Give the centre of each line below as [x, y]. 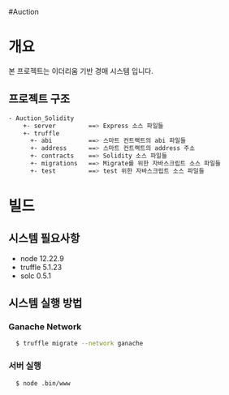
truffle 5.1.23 [41, 267]
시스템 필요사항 [44, 238]
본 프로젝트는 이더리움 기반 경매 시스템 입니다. [81, 71]
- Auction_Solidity [41, 118]
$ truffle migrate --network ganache [80, 344]
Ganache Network [45, 327]
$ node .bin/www [43, 383]
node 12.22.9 [42, 258]
